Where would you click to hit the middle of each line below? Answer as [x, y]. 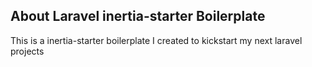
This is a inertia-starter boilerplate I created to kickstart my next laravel [156, 40]
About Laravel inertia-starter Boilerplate [138, 16]
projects [27, 51]
